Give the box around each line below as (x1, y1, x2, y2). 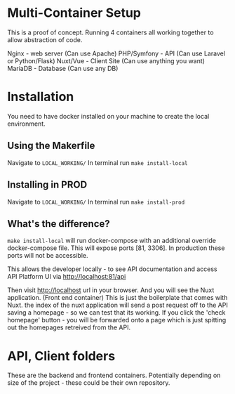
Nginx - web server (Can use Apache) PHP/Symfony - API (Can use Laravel (7, 49, 226, 58)
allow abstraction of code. (7, 35, 83, 44)
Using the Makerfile (7, 140, 95, 152)
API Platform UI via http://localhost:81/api (7, 272, 126, 281)
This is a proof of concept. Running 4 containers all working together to (7, 28, 214, 37)
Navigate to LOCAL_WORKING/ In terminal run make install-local (7, 158, 188, 166)
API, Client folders (7, 348, 116, 364)
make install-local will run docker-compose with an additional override (7, 237, 216, 245)
